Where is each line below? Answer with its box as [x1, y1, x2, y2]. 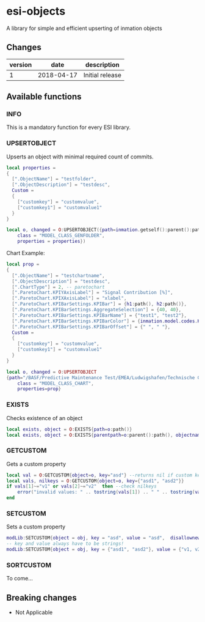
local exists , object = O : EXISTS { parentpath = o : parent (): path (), [6, 432, 173, 438]
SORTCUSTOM [6, 561, 52, 569]
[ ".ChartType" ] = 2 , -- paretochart [12, 284, 105, 290]
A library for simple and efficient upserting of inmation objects [6, 24, 163, 32]
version [9, 60, 32, 68]
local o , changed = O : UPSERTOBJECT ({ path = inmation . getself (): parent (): [6, 227, 193, 233]
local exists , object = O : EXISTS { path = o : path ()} [6, 426, 132, 432]
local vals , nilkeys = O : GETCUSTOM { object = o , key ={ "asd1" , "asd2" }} [6, 478, 184, 484]
